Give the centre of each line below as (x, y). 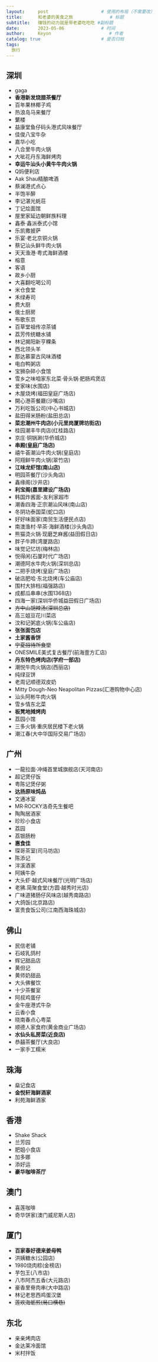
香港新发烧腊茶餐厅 (38, 97)
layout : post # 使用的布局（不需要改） (80, 12)
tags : (13, 45)
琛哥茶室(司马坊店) (37, 851)
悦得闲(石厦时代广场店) (42, 556)
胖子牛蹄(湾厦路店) (37, 541)
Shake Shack (31, 1135)
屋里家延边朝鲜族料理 (40, 215)
